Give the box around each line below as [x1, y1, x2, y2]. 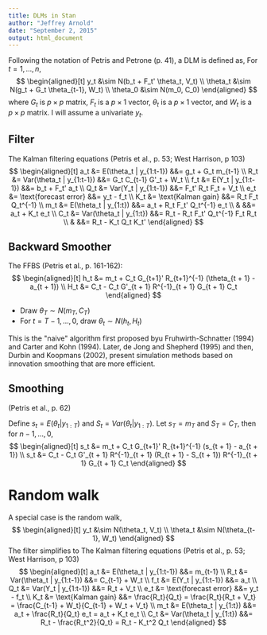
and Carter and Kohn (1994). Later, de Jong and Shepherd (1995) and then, [8, 342, 254, 352]
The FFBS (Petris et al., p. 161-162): [8, 261, 123, 271]
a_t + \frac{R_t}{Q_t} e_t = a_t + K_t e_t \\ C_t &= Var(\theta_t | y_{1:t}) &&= [14, 609, 253, 618]
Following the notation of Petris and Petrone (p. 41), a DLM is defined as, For [8, 56, 258, 65]
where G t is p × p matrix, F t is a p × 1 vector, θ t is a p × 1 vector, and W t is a [8, 97, 252, 109]
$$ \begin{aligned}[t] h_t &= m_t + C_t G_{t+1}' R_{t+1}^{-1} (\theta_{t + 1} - [11, 274, 256, 283]
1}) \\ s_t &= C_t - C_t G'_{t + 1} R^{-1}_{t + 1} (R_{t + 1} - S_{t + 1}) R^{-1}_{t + [9, 450, 258, 459]
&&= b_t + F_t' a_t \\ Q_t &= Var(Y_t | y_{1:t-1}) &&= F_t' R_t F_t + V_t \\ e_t [21, 183, 257, 193]
